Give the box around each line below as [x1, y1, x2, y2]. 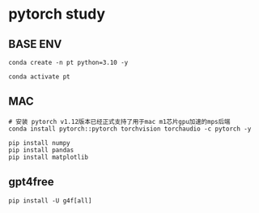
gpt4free [8, 175, 54, 189]
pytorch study [8, 5, 106, 23]
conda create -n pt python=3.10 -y [8, 58, 129, 66]
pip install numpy [8, 138, 70, 147]
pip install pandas [8, 146, 74, 154]
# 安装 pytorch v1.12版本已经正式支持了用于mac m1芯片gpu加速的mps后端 [8, 117, 231, 126]
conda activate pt [8, 73, 70, 81]
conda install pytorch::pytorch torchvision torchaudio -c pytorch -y [8, 125, 252, 133]
